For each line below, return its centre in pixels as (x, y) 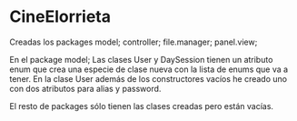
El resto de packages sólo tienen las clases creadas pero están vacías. (142, 106)
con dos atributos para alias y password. (85, 88)
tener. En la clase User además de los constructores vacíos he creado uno (148, 78)
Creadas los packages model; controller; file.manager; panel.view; (134, 42)
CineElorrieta (60, 17)
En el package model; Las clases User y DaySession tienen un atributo (141, 59)
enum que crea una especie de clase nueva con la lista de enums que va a (149, 69)
